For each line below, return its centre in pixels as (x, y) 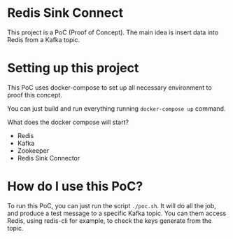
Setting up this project (73, 68)
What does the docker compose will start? (68, 122)
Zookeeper (33, 150)
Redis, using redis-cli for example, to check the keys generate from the (110, 220)
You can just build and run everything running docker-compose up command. (116, 108)
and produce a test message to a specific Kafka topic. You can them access (117, 213)
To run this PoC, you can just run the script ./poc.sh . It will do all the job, (112, 205)
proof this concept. (35, 95)
